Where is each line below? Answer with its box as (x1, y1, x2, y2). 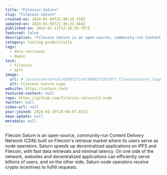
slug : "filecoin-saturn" (5, 12, 57, 17)
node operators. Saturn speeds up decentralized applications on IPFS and (5, 143, 157, 149)
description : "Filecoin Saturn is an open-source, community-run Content (5, 35, 162, 40)
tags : (5, 44, 16, 49)
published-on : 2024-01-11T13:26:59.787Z (5, 26, 90, 31)
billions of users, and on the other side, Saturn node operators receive (5, 159, 149, 165)
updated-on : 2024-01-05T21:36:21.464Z (5, 21, 85, 26)
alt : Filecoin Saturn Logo (9, 81, 66, 86)
